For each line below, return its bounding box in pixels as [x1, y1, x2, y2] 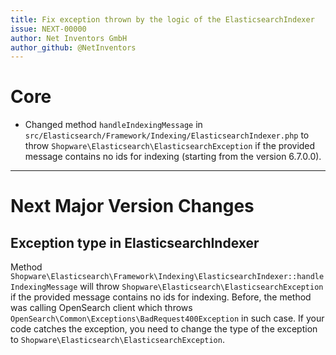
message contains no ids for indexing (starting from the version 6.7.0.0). [24, 151, 322, 163]
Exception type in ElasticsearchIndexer [10, 234, 260, 251]
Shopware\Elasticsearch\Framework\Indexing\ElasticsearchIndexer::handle [10, 272, 325, 282]
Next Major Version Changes [10, 195, 255, 218]
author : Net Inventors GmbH [10, 33, 128, 43]
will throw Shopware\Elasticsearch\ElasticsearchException [79, 281, 324, 293]
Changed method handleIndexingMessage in [24, 119, 203, 131]
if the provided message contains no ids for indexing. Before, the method [10, 291, 312, 303]
